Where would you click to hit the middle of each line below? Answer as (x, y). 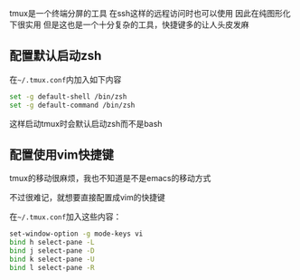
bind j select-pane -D (52, 251)
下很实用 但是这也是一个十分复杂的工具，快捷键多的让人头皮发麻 (129, 24)
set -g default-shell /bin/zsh (68, 97)
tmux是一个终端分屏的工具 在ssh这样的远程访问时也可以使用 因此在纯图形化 (150, 13)
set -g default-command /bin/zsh (72, 105)
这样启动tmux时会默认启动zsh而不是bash (86, 123)
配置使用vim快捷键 (62, 154)
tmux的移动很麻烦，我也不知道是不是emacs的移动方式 (110, 179)
